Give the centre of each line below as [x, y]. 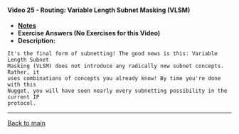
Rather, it [23, 72]
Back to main [27, 123]
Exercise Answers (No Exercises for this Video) [89, 33]
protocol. [22, 104]
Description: [36, 41]
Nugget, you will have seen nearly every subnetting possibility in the [117, 91]
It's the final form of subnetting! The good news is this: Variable [113, 54]
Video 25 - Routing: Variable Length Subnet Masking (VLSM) [99, 10]
